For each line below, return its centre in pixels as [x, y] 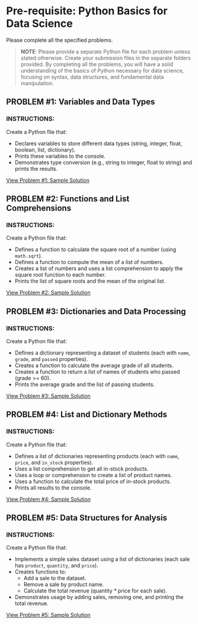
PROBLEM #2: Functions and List [68, 199]
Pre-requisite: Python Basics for [87, 11]
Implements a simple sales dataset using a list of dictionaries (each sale [102, 559]
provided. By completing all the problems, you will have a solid [97, 64]
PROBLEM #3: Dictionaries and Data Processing [96, 311]
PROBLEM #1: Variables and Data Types [81, 102]
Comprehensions [39, 208]
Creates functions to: [40, 572]
